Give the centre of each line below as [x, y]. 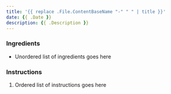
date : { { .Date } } [29, 17]
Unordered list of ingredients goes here [63, 57]
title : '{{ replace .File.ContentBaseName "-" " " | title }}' [86, 12]
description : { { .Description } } [47, 23]
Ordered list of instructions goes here [61, 84]
